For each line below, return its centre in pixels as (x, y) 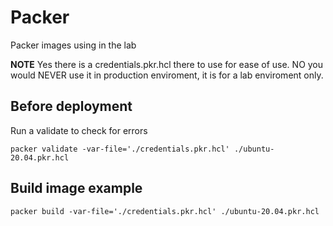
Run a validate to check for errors (79, 130)
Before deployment (71, 106)
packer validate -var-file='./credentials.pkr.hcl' (120, 149)
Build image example (76, 188)
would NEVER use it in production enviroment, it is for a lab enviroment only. (167, 75)
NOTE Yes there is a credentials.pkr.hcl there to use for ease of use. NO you (167, 64)
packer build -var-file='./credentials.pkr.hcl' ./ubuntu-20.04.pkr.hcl (165, 211)
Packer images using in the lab (73, 45)
